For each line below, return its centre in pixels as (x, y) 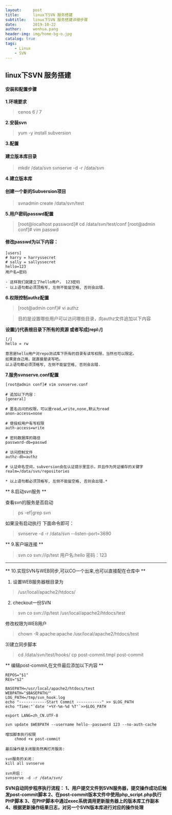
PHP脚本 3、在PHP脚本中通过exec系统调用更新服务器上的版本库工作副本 (82, 801)
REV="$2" (15, 679)
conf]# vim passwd (38, 229)
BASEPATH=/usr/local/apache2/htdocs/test (50, 689)
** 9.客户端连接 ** (24, 544)
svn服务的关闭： (20, 759)
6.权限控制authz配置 (27, 297)
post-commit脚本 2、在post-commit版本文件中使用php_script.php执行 (85, 794)
